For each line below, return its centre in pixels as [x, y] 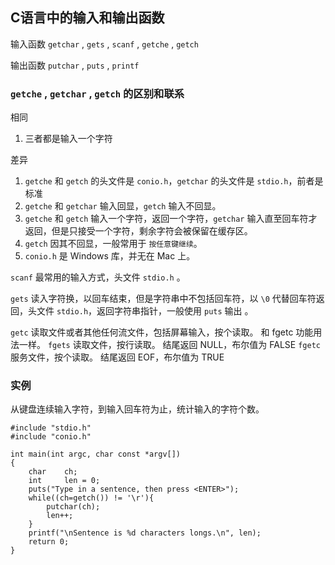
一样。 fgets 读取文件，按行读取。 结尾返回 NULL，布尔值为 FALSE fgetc [169, 345]
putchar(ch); [73, 507]
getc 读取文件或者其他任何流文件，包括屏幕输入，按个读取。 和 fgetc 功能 [162, 332]
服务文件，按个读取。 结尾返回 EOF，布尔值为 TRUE [117, 357]
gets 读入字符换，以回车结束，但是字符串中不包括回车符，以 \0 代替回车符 [163, 299]
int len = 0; [64, 481]
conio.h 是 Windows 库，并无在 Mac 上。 [110, 256]
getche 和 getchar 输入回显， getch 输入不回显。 [123, 206]
